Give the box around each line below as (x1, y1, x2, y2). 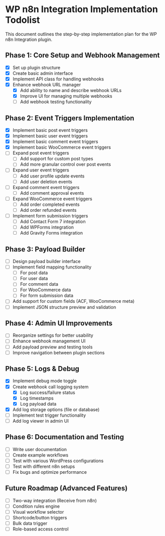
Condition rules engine (12, 503, 60, 509)
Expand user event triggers (12, 167, 70, 173)
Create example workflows (12, 452, 69, 458)
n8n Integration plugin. (5, 36, 52, 42)
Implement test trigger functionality (12, 412, 86, 418)
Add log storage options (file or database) (12, 406, 100, 413)
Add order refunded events (20, 207, 77, 213)
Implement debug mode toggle (12, 378, 77, 384)
